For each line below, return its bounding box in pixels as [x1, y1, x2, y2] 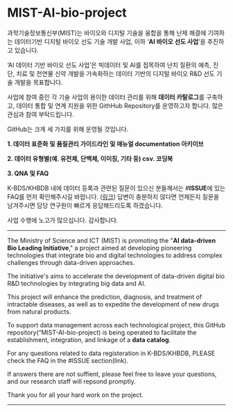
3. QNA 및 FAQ [7, 169, 49, 178]
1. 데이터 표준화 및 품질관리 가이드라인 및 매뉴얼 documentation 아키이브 [7, 139, 204, 148]
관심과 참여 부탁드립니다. [7, 110, 74, 119]
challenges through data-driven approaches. [7, 258, 135, 266]
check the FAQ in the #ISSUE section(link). [7, 356, 128, 365]
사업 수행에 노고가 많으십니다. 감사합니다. [7, 216, 119, 224]
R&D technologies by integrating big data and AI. [7, 279, 146, 287]
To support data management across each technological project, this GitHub [7, 320, 225, 329]
